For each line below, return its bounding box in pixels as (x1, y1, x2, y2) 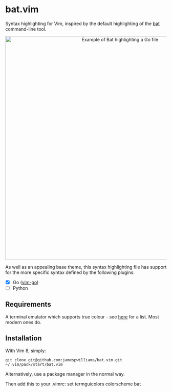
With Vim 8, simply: (5, 348, 46, 354)
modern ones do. (5, 319, 42, 325)
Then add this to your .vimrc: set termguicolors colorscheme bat (5, 381, 141, 387)
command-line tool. (5, 26, 47, 32)
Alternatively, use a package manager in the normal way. (5, 371, 125, 377)
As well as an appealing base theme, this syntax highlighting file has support (5, 264, 167, 270)
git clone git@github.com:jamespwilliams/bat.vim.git (5, 357, 123, 362)
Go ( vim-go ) (12, 279, 39, 285)
